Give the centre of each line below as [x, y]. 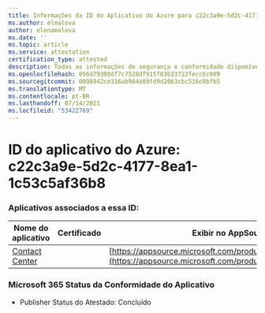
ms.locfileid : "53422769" [50, 111]
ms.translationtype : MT [47, 89]
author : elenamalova [42, 30]
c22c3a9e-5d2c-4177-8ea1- [103, 167]
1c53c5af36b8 [57, 183]
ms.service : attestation [49, 52]
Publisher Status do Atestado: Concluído [85, 302]
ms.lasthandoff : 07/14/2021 [54, 103]
